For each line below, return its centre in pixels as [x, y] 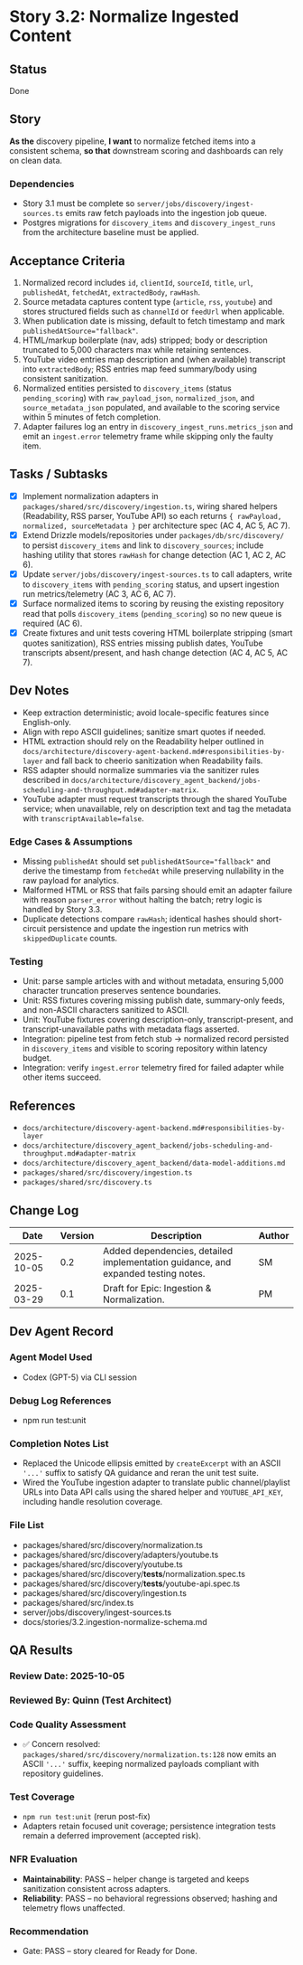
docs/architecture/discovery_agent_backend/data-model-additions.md [154, 1164]
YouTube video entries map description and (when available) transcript [154, 359]
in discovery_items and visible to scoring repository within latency [145, 1049]
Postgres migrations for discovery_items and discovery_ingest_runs [149, 222]
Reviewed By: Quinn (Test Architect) [91, 1700]
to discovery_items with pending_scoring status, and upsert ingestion [151, 584]
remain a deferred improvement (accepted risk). [111, 1836]
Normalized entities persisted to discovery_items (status [127, 388]
